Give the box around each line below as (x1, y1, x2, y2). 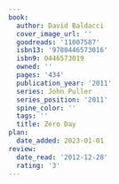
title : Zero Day (16, 120, 76, 129)
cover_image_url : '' (16, 29, 92, 38)
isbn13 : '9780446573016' (16, 46, 108, 55)
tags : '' (16, 111, 49, 120)
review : (8, 144, 37, 153)
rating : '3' (16, 161, 61, 170)
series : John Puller (16, 87, 92, 96)
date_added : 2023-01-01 (16, 136, 104, 145)
